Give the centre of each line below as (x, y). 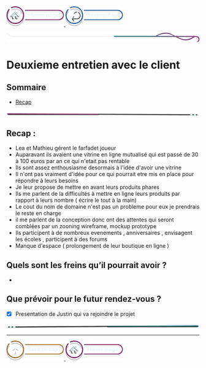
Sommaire (26, 87)
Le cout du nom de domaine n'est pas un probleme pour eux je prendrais (107, 207)
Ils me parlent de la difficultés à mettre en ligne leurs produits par (97, 194)
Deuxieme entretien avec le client (93, 65)
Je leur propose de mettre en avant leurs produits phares (87, 187)
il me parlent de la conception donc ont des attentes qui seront (94, 220)
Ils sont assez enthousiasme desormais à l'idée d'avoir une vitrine (98, 167)
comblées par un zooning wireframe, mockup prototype (86, 226)
